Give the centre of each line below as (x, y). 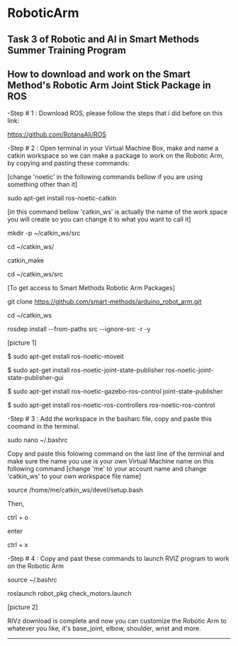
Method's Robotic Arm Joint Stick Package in (109, 85)
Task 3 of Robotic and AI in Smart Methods (103, 39)
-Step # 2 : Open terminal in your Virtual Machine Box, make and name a (113, 148)
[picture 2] (23, 607)
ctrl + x (18, 545)
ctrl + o (18, 517)
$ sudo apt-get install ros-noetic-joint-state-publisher (86, 370)
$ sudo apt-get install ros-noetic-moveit (66, 357)
